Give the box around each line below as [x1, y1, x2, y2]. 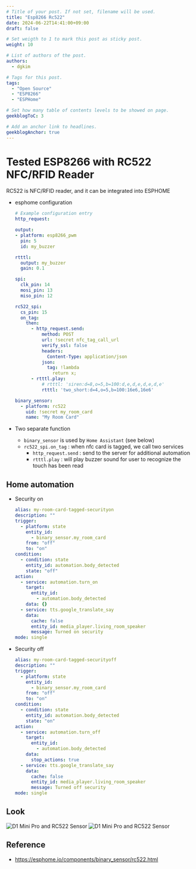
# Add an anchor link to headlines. [6, 124, 97, 130]
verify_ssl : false [41, 342, 88, 348]
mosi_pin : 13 [20, 287, 53, 293]
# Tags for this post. [6, 74, 63, 81]
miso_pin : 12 [20, 293, 53, 299]
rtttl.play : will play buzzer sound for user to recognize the [32, 456, 181, 463]
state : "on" [26, 718, 55, 724]
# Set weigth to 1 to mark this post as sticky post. [6, 36, 143, 42]
